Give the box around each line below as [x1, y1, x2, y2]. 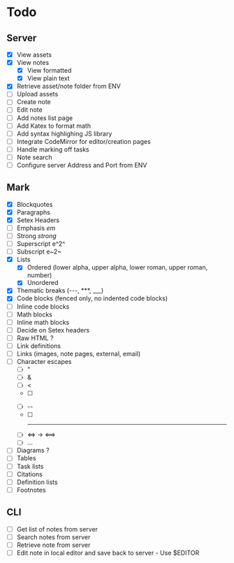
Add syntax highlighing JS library [16, 129, 112, 138]
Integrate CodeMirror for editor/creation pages [16, 137, 151, 145]
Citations [16, 469, 43, 478]
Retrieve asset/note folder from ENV [16, 82, 122, 91]
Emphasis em [16, 224, 56, 232]
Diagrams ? [16, 446, 50, 455]
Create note [16, 98, 52, 106]
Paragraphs [16, 207, 50, 217]
